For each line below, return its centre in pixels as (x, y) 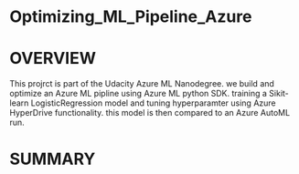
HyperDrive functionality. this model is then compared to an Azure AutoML (150, 113)
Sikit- (279, 94)
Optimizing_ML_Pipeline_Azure (131, 17)
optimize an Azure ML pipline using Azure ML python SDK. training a (139, 94)
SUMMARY (53, 159)
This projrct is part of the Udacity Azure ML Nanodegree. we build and (142, 84)
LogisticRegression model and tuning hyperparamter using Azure (153, 103)
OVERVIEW (53, 59)
